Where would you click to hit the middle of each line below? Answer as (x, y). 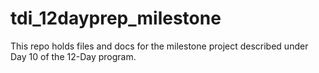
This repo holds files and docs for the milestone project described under (159, 46)
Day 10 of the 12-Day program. (73, 56)
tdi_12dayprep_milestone (116, 18)
